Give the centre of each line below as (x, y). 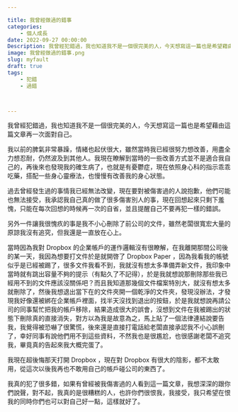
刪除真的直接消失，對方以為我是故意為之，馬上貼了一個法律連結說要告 (122, 319)
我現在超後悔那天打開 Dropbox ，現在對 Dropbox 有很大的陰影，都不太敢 (113, 360)
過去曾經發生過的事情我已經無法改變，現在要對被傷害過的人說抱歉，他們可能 (119, 191)
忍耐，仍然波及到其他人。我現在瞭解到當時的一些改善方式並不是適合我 (122, 158)
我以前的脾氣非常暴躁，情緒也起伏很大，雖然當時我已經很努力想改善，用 (113, 149)
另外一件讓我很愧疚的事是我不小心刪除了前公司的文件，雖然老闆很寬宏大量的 (119, 224)
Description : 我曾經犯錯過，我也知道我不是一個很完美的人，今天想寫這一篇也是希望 (115, 47)
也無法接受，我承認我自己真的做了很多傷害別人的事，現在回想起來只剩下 (113, 200)
